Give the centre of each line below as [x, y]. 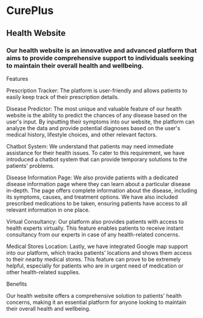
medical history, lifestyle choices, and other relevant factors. [82, 134]
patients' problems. [30, 165]
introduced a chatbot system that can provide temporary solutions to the [97, 159]
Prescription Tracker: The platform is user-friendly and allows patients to [97, 90]
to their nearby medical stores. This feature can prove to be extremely [94, 259]
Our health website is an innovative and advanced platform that [101, 50]
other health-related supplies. [43, 272]
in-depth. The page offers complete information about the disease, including [102, 190]
